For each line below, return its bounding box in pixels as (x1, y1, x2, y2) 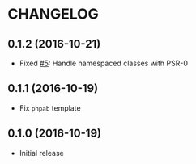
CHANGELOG (7, 5, 99, 23)
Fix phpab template (19, 103, 82, 113)
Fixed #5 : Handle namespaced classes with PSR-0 (19, 58, 188, 68)
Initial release (19, 148, 64, 158)
